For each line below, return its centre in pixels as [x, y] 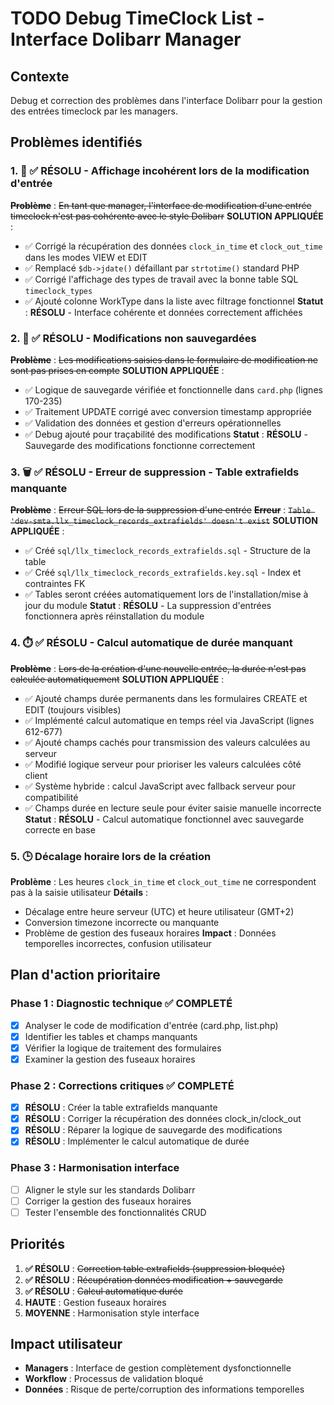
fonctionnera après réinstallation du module [114, 616]
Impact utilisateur [66, 1344]
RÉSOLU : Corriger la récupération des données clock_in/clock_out [163, 1119]
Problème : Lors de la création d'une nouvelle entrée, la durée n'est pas [158, 668]
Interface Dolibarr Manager [126, 39]
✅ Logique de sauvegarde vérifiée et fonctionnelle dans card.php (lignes [173, 389]
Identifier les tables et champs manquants [111, 1036]
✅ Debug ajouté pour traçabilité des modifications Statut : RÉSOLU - [166, 434]
